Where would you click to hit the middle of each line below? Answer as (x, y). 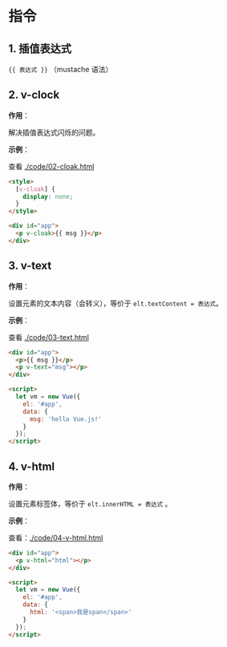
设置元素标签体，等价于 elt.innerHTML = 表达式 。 (90, 503)
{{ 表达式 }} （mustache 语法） (61, 69)
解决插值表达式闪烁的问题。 (54, 132)
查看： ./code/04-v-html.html (56, 537)
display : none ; (48, 196)
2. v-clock (34, 95)
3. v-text (30, 266)
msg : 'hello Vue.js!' (66, 419)
